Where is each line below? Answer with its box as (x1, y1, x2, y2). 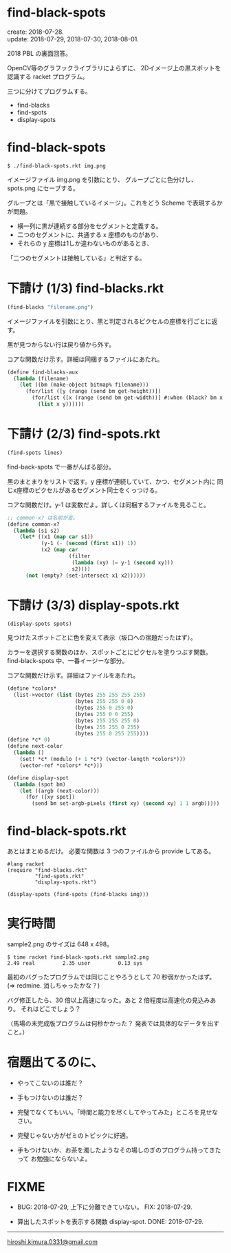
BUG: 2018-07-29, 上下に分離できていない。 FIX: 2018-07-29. (16, 1203, 192, 1211)
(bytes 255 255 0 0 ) (74, 698, 134, 705)
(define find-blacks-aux (7, 369, 78, 376)
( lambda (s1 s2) (13, 527, 60, 534)
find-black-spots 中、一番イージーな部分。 (7, 657, 129, 665)
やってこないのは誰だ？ (16, 1079, 84, 1087)
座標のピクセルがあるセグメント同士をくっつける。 (16, 486, 162, 494)
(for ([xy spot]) (25, 794, 76, 801)
